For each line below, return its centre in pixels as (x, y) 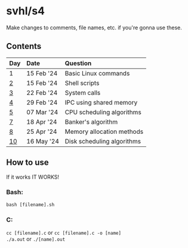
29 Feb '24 (42, 102)
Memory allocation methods (104, 131)
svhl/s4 (26, 11)
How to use (27, 163)
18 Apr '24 (42, 122)
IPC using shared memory (101, 102)
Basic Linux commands (97, 73)
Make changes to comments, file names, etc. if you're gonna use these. (94, 27)
